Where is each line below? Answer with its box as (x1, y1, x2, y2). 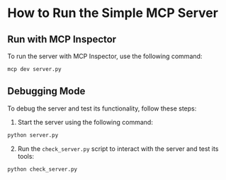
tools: (17, 152, 34, 160)
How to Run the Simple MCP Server (7, 5, 218, 21)
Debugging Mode (7, 85, 86, 97)
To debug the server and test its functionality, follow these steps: (7, 104, 197, 113)
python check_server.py (7, 165, 78, 173)
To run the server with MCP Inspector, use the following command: (7, 52, 203, 60)
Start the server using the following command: (17, 118, 154, 126)
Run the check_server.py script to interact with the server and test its (17, 144, 219, 153)
